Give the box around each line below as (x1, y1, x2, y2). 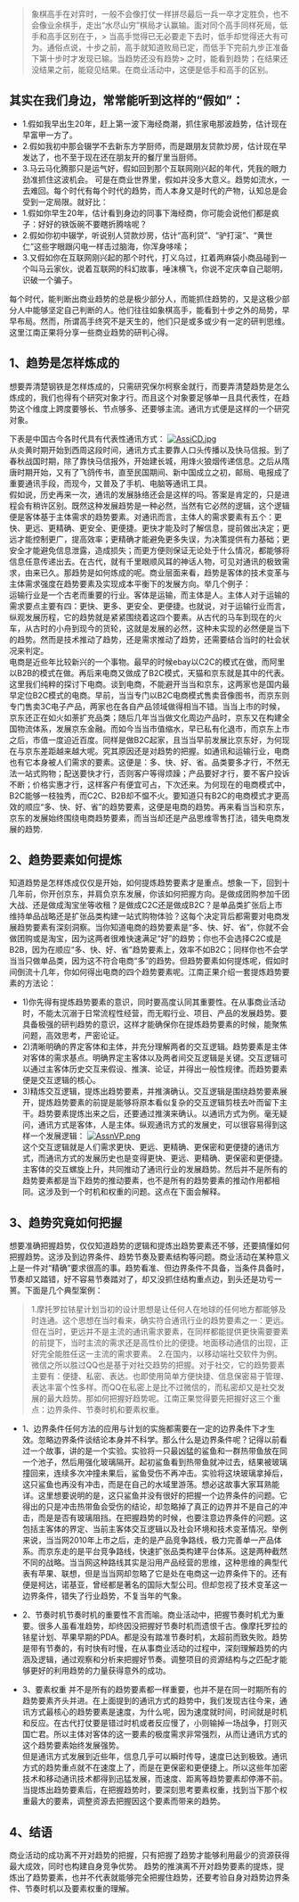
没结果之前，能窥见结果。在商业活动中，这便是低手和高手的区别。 (30, 64, 273, 75)
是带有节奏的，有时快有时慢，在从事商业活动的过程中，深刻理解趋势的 (21, 1643, 280, 1654)
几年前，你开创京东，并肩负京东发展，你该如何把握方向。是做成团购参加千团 (9, 889, 290, 899)
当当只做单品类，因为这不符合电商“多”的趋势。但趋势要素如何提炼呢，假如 (9, 955, 282, 966)
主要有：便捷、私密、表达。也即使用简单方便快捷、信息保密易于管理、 (30, 1371, 289, 1382)
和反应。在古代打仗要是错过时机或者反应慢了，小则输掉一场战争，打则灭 (21, 1717, 287, 1729)
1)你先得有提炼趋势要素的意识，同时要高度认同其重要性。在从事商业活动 (21, 996, 287, 1007)
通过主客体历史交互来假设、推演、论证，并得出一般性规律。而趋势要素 (29, 1063, 287, 1074)
